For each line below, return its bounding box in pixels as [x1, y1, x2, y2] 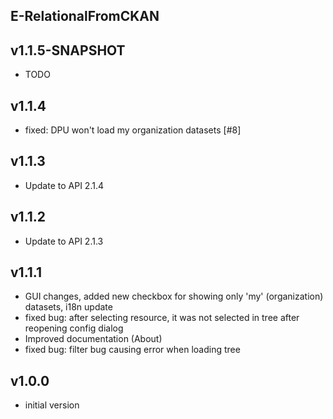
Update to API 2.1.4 [24, 179, 104, 191]
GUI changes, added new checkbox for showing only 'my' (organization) [24, 290, 324, 303]
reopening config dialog [24, 322, 124, 334]
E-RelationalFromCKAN [10, 8, 160, 25]
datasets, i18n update [24, 301, 113, 313]
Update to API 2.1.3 [24, 235, 104, 247]
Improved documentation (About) [24, 333, 163, 345]
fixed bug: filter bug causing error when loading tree [24, 344, 241, 356]
